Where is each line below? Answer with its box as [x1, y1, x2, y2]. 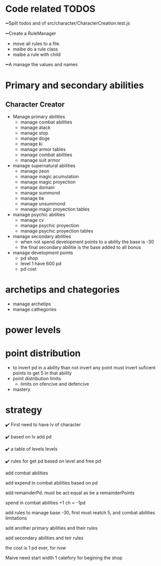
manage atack [20, 124, 51, 131]
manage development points [12, 249, 73, 256]
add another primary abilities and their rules [5, 525, 98, 531]
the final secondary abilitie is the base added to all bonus [20, 244, 141, 250]
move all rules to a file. [12, 40, 61, 47]
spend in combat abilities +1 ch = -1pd [5, 499, 86, 506]
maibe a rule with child [12, 51, 61, 57]
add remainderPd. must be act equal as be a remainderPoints [5, 490, 135, 496]
